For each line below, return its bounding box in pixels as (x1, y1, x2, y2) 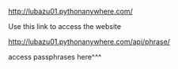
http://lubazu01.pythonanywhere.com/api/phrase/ (8, 37, 170, 46)
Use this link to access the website (8, 22, 121, 31)
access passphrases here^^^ (8, 53, 102, 61)
